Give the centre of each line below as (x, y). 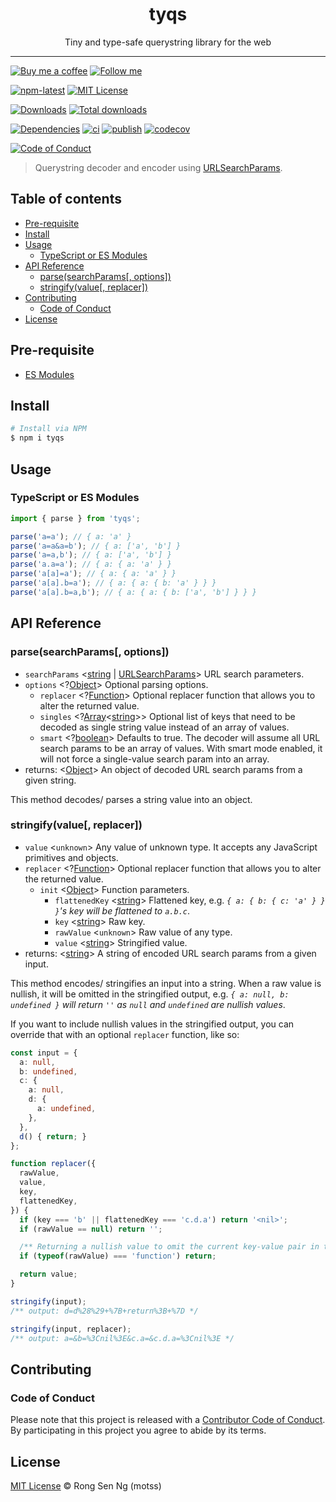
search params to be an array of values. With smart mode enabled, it (181, 748)
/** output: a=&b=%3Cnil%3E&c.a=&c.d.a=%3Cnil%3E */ (122, 1338)
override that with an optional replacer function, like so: (125, 1034)
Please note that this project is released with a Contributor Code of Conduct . (168, 1420)
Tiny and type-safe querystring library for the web (168, 42)
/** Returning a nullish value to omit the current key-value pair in (169, 1247)
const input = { (44, 1053)
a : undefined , (66, 1109)
